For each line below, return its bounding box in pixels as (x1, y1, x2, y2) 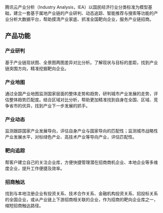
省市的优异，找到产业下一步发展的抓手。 (9, 103, 90, 108)
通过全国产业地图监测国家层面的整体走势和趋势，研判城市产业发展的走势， (5, 91, 154, 96)
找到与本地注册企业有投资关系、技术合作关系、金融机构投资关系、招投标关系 (5, 190, 158, 196)
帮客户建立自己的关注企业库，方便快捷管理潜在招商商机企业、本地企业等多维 (5, 159, 158, 165)
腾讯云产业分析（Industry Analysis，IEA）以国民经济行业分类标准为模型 (5, 4, 148, 10)
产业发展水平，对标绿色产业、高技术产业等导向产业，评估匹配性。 (5, 134, 137, 140)
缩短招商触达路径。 (5, 202, 44, 208)
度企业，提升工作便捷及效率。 (5, 165, 65, 171)
